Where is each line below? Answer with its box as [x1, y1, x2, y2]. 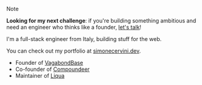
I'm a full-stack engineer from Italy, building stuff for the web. [6, 35, 162, 42]
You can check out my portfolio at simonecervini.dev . [6, 47, 141, 54]
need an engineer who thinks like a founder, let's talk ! [6, 24, 142, 31]
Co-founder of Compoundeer [15, 65, 90, 73]
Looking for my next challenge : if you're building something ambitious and [6, 17, 196, 24]
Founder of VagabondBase [15, 59, 84, 66]
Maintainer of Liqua [15, 72, 65, 79]
